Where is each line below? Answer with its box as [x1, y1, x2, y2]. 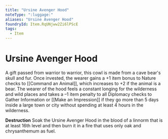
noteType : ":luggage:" [5, 12, 53, 17]
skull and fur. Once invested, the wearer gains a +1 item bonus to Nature [5, 75, 156, 81]
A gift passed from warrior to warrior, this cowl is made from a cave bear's [5, 69, 161, 76]
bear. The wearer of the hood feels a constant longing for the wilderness [5, 86, 157, 92]
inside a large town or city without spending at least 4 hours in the [5, 102, 144, 108]
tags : [5, 26, 17, 31]
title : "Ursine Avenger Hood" [5, 7, 70, 13]
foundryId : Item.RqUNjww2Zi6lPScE [5, 21, 79, 27]
